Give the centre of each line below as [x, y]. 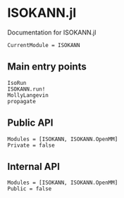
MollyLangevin [28, 95]
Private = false [31, 145]
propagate [22, 101]
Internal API [33, 166]
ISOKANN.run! [26, 89]
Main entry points [47, 67]
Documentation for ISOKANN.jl [52, 32]
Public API [30, 123]
